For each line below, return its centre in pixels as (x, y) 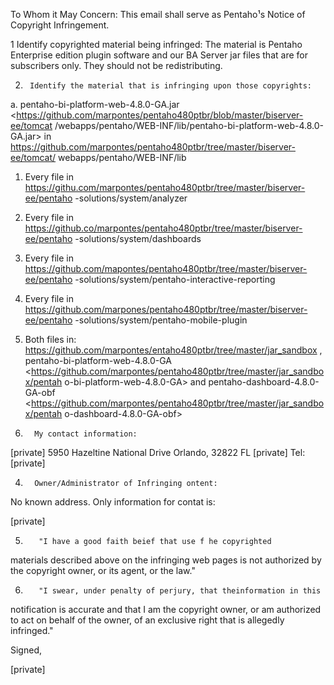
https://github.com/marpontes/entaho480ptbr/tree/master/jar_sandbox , (173, 350)
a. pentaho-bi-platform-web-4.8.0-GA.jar (95, 104)
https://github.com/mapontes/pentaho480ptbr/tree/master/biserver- (166, 268)
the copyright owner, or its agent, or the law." (103, 570)
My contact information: (86, 434)
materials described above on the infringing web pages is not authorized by (166, 560)
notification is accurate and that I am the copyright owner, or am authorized (166, 609)
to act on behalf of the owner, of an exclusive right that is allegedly (147, 620)
